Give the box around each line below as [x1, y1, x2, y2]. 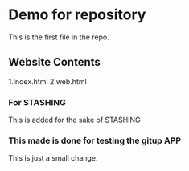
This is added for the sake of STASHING [8, 115, 141, 125]
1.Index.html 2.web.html [8, 76, 87, 86]
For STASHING [8, 96, 66, 108]
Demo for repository [8, 6, 146, 24]
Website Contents [8, 55, 101, 69]
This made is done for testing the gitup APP [8, 135, 182, 146]
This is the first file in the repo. [8, 32, 110, 42]
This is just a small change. [8, 153, 98, 163]
